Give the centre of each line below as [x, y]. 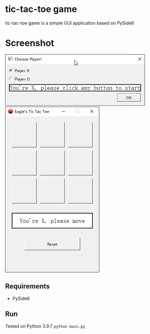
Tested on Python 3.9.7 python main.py [45, 326]
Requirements [27, 286]
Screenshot [30, 43]
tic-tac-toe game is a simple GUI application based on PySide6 [70, 23]
